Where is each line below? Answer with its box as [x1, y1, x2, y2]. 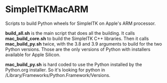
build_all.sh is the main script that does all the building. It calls [5, 30, 135, 36]
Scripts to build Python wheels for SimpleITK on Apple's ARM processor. [5, 20, 156, 26]
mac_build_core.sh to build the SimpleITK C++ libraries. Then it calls [5, 35, 149, 41]
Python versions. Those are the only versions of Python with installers [5, 46, 150, 52]
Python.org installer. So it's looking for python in [5, 67, 105, 73]
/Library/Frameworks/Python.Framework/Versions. [5, 72, 110, 78]
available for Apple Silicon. [5, 52, 61, 58]
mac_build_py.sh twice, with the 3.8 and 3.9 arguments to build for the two [5, 40, 162, 47]
